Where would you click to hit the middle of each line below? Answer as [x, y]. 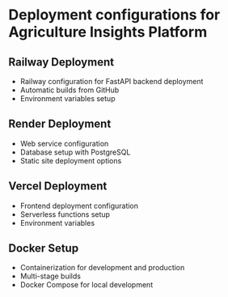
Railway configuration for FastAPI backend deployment [112, 81]
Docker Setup [44, 248]
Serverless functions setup [65, 214]
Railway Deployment [61, 62]
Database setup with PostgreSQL [75, 152]
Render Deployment [60, 124]
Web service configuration [64, 143]
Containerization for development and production [102, 268]
